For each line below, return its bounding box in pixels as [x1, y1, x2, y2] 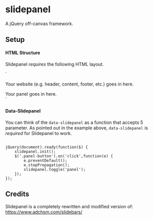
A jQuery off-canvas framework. [5, 20, 74, 27]
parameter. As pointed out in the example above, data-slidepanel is [5, 124, 148, 131]
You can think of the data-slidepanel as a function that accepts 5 [5, 119, 143, 125]
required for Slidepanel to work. [5, 130, 72, 136]
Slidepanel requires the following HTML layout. [5, 61, 104, 67]
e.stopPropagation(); [24, 162, 70, 167]
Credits [5, 190, 30, 199]
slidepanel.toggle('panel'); [24, 167, 86, 172]
